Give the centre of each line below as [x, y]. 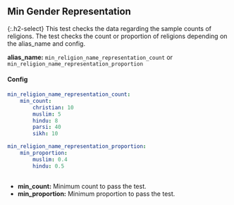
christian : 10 [53, 107]
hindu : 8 [45, 120]
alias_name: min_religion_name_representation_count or [90, 57]
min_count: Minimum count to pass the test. [82, 186]
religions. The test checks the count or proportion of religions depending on [117, 36]
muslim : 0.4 [50, 159]
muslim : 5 [47, 114]
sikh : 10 [45, 134]
